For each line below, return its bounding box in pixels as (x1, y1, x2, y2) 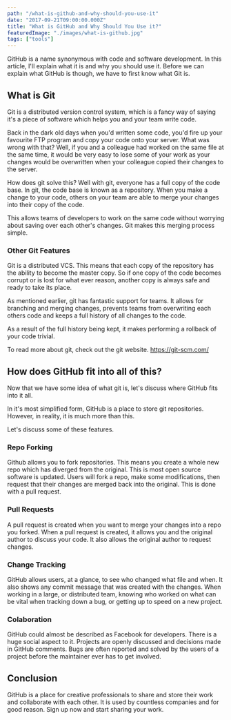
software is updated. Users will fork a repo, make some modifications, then (7, 473, 221, 481)
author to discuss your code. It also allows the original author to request (7, 535, 212, 543)
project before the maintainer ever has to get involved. (7, 652, 162, 661)
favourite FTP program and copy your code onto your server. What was (7, 135, 210, 144)
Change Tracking (7, 560, 66, 570)
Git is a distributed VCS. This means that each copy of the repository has (7, 262, 214, 270)
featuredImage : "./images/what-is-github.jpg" (7, 29, 143, 37)
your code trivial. (7, 332, 55, 340)
